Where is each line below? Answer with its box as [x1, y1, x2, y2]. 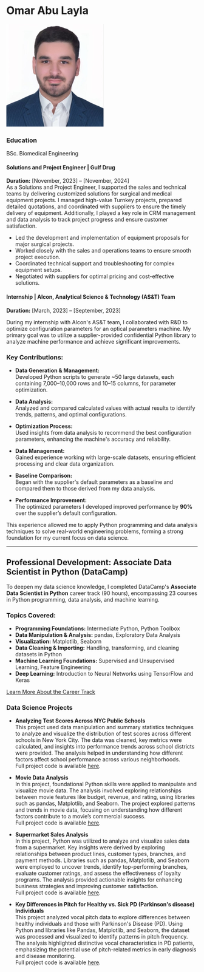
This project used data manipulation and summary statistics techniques [15, 724, 194, 731]
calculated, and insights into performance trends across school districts [15, 743, 195, 750]
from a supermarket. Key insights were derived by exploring [15, 844, 165, 851]
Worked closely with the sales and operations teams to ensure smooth [15, 247, 191, 254]
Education [6, 136, 38, 144]
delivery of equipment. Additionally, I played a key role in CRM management [6, 209, 196, 217]
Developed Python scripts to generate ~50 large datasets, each [15, 373, 174, 380]
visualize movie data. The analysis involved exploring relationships [15, 787, 182, 794]
